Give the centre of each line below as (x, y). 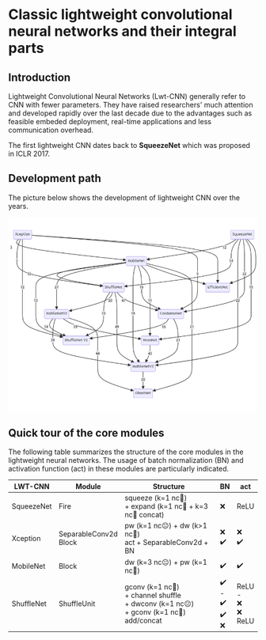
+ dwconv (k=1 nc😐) (160, 604)
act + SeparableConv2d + (167, 543)
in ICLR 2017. (29, 153)
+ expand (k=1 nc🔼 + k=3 (166, 506)
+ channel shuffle (153, 595)
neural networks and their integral (123, 31)
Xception (26, 538)
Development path (55, 178)
